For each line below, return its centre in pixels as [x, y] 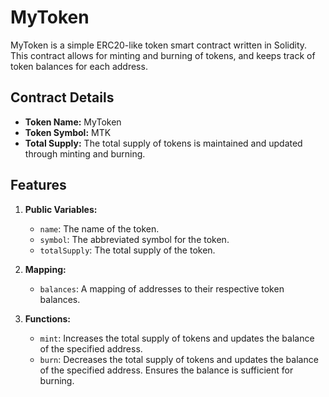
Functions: [47, 318]
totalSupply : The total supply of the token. [127, 250]
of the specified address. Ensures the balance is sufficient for [166, 370]
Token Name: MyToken [73, 122]
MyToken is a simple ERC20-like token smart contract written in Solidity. [159, 45]
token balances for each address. [79, 66]
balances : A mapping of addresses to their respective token [162, 288]
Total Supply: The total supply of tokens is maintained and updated [163, 143]
